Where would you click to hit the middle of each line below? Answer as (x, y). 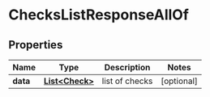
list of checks (127, 81)
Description (127, 67)
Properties (36, 45)
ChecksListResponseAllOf (99, 15)
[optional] (180, 81)
